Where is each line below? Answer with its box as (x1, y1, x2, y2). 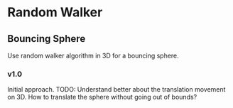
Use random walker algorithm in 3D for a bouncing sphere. (7, 51, 179, 60)
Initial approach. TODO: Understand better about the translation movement (7, 85, 226, 94)
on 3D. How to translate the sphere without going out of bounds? (7, 93, 197, 102)
